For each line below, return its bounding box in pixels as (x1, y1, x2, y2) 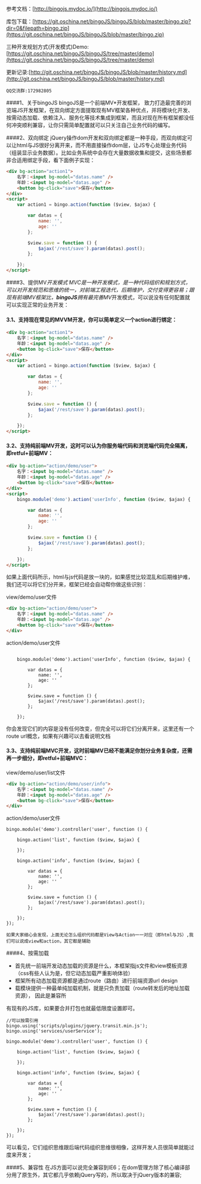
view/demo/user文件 (6, 593, 57, 601)
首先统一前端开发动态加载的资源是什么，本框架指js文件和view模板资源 (14, 962, 188, 969)
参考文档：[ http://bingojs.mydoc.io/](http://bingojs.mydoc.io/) (6, 5, 158, 12)
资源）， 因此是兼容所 (14, 992, 67, 999)
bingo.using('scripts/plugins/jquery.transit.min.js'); (6, 1023, 148, 1029)
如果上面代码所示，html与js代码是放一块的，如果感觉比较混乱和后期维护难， (6, 573, 194, 580)
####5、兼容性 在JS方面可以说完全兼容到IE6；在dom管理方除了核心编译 (6, 1164, 185, 1171)
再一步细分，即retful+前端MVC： (6, 755, 88, 762)
